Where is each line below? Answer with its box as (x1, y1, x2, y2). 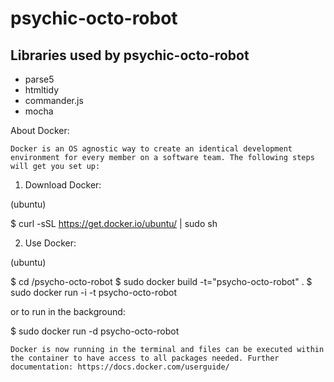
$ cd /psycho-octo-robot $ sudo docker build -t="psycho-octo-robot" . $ (10, 276, 313, 287)
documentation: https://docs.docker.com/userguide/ (10, 362, 230, 372)
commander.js (24, 95, 84, 106)
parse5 (24, 73, 55, 85)
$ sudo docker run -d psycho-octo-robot (10, 325, 180, 337)
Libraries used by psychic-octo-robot (10, 47, 250, 64)
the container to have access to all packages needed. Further (10, 353, 280, 363)
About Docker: (10, 125, 70, 136)
